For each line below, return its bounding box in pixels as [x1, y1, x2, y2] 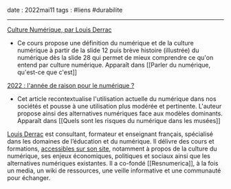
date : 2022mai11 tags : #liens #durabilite [7, 6, 123, 14]
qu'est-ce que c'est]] [16, 68, 78, 76]
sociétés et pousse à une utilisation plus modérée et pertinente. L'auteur [16, 102, 222, 110]
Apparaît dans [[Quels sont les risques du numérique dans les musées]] [16, 117, 221, 124]
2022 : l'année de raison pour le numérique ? [7, 82, 135, 89]
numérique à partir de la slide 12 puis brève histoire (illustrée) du [16, 46, 199, 54]
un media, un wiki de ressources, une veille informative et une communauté [7, 166, 221, 175]
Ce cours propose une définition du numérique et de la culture [16, 39, 195, 47]
